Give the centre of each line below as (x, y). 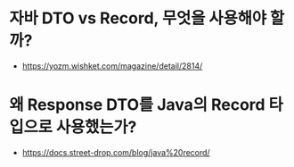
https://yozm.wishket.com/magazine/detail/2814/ (112, 66)
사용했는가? (96, 127)
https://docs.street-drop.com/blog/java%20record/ (116, 152)
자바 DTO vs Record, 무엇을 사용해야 (138, 18)
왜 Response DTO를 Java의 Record (137, 105)
